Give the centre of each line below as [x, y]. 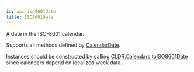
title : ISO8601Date [30, 17]
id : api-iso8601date [31, 11]
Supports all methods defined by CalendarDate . [63, 45]
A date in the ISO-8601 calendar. [45, 33]
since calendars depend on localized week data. [64, 63]
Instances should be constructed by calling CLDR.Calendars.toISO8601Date [97, 56]
